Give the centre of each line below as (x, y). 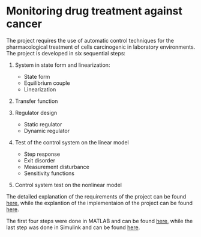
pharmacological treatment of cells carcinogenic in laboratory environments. (101, 47)
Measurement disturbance (57, 167)
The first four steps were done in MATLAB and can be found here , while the (100, 221)
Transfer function (36, 101)
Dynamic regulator (47, 131)
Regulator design (36, 112)
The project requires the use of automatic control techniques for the (90, 40)
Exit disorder (40, 160)
